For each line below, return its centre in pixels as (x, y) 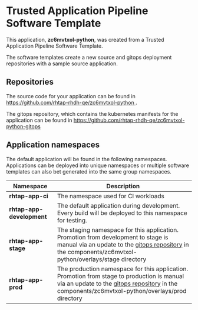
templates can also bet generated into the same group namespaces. (89, 171)
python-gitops (24, 126)
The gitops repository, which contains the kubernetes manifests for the (92, 114)
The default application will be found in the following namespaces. (87, 159)
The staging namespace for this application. (118, 229)
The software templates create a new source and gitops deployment (89, 57)
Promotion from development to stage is (113, 237)
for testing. (72, 220)
